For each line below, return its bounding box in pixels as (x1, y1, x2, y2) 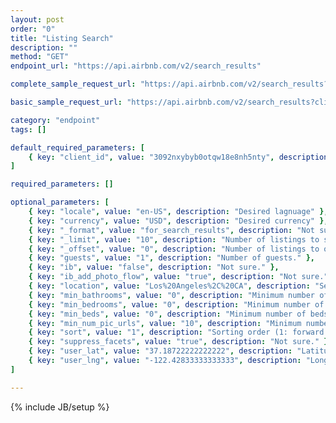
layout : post (10, 14, 65, 25)
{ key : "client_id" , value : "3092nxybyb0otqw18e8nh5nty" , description (28, 152, 329, 162)
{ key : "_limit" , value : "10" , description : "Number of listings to (28, 234, 320, 245)
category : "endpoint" (10, 115, 101, 125)
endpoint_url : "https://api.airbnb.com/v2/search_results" (10, 61, 262, 71)
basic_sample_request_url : (10, 97, 123, 107)
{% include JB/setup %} (10, 401, 110, 413)
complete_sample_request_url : (10, 79, 137, 90)
